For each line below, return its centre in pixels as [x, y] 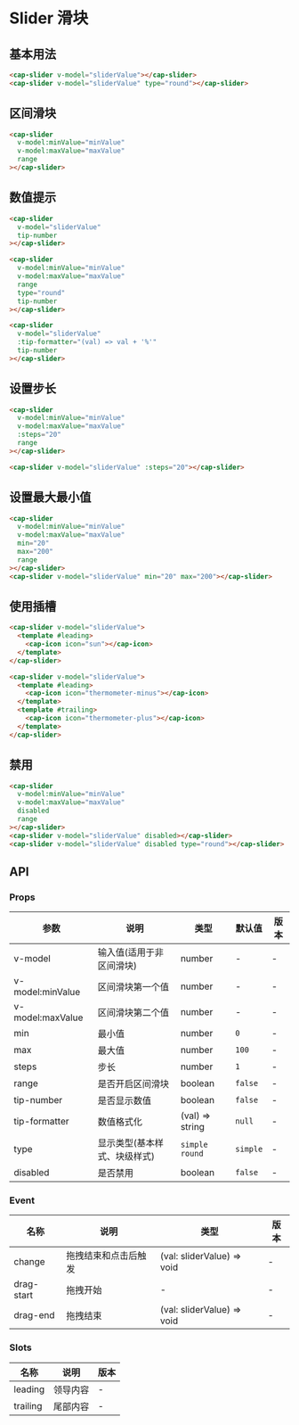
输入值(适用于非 [131, 952]
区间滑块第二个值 [133, 1013]
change [30, 1262]
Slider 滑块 [49, 18]
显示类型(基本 [126, 1143]
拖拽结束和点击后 [102, 1256]
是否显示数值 [124, 1100]
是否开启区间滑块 [133, 1084]
